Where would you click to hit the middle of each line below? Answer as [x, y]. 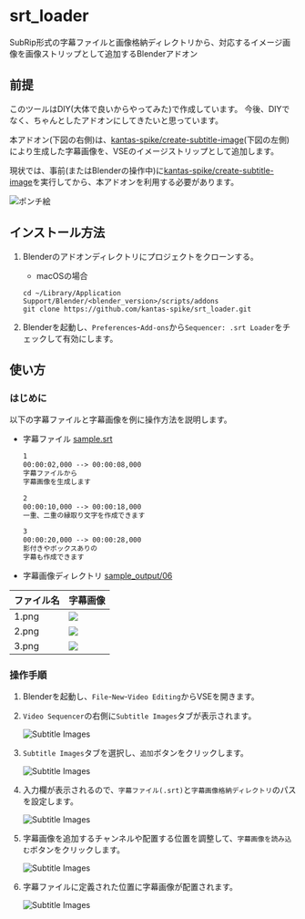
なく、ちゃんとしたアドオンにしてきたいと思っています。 [117, 120]
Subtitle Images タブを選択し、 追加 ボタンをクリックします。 [135, 753]
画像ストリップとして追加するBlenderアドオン [112, 53]
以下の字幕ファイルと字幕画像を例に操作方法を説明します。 [121, 419]
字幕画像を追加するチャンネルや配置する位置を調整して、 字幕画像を [147, 839]
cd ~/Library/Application [71, 293]
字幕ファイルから [50, 473]
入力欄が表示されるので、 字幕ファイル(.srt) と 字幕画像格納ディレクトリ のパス [159, 790]
